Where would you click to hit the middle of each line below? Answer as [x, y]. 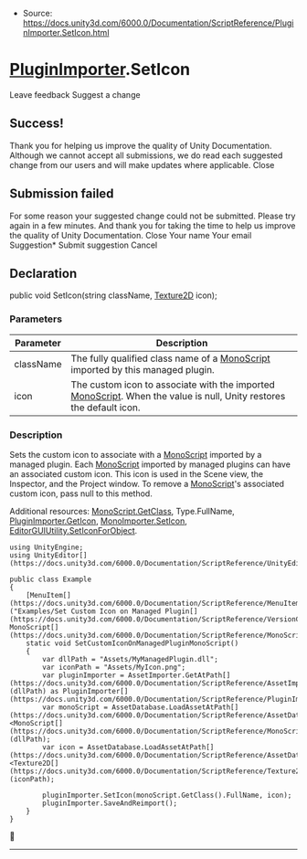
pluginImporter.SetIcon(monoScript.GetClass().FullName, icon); [167, 795]
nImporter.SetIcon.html [66, 32]
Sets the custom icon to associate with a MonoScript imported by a [136, 454]
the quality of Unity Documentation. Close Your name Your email [131, 235]
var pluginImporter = [84, 675]
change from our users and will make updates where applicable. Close [142, 164]
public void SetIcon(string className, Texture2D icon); [113, 295]
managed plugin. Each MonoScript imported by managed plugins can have [150, 464]
